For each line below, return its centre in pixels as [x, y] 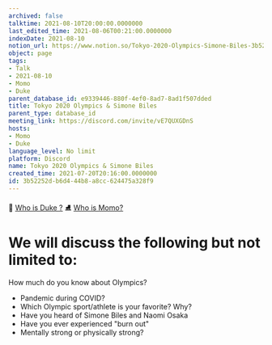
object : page [30, 53]
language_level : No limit [52, 151]
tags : [17, 61]
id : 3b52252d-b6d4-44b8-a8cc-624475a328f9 [81, 181]
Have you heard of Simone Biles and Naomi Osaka [104, 315]
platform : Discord [39, 158]
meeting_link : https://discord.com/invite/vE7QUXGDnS [101, 121]
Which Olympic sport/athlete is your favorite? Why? [106, 306]
